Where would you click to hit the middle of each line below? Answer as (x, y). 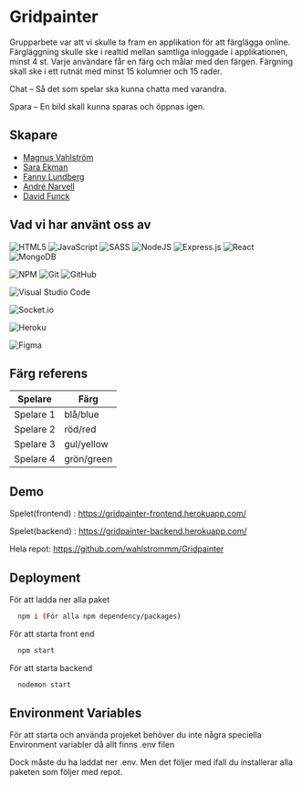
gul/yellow (87, 445)
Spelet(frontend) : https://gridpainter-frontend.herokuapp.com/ (128, 514)
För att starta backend (51, 667)
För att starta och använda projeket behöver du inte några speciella (135, 735)
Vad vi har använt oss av (80, 225)
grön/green (89, 459)
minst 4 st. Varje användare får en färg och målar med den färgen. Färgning (151, 61)
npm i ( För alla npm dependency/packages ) (99, 616)
